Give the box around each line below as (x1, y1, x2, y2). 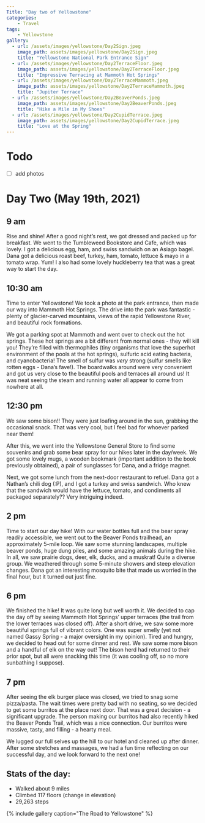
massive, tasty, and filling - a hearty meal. (6, 726, 112, 733)
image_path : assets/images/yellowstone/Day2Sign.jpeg (17, 49, 157, 55)
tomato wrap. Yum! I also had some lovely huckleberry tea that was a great (6, 259, 195, 266)
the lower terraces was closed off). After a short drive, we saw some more (6, 620, 194, 627)
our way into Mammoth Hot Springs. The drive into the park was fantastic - (6, 305, 195, 313)
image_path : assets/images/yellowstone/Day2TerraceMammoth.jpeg (17, 84, 185, 90)
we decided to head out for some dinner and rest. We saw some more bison (6, 639, 198, 647)
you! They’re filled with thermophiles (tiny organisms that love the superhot (6, 343, 196, 351)
